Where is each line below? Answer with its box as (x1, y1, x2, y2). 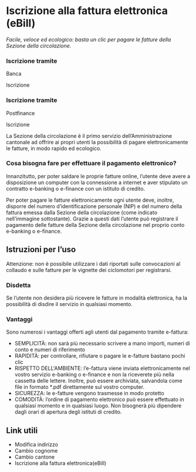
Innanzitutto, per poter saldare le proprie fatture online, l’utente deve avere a (6, 172, 191, 179)
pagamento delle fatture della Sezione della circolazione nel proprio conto (6, 221, 185, 228)
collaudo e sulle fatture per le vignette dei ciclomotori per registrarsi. (6, 266, 172, 273)
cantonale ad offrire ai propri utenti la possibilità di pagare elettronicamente (6, 138, 188, 145)
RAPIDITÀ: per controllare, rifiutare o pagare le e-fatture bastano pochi (14, 352, 185, 359)
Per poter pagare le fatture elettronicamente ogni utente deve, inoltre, (6, 196, 174, 203)
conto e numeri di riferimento (14, 346, 86, 353)
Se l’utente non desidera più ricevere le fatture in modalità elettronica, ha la (6, 294, 188, 301)
